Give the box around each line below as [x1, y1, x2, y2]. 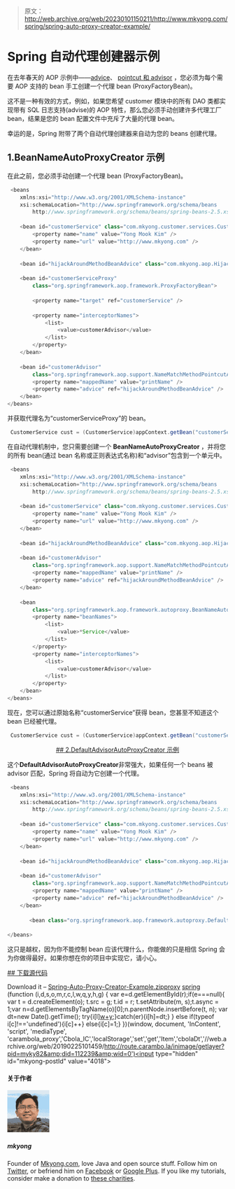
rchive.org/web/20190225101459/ [7, 1042, 105, 1050]
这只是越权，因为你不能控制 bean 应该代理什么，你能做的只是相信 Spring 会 [7, 945, 225, 954]
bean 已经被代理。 [7, 717, 61, 725]
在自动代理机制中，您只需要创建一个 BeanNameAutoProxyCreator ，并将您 [7, 442, 226, 451]
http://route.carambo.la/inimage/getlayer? [104, 1042, 225, 1050]
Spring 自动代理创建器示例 [7, 49, 160, 65]
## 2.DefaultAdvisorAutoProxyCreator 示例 [55, 745, 180, 754]
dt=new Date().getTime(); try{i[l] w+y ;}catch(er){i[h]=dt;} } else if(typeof [7, 1013, 215, 1021]
